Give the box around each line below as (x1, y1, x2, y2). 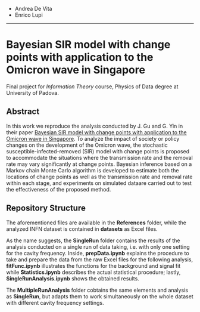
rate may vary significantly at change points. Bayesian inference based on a (6, 160, 192, 168)
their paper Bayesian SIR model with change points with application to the (6, 128, 187, 136)
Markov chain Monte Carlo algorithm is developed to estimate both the (6, 166, 179, 174)
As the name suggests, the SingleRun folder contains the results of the (6, 237, 180, 244)
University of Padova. (6, 89, 60, 96)
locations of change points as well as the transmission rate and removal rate (6, 173, 193, 180)
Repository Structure (6, 203, 86, 214)
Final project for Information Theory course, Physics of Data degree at (6, 83, 179, 90)
